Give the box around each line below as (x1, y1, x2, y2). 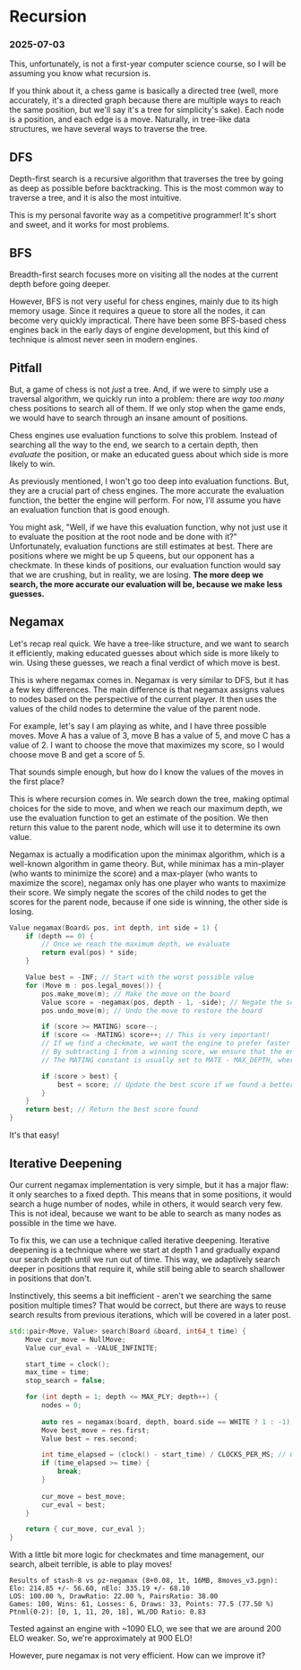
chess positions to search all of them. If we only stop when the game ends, (9, 402, 286, 413)
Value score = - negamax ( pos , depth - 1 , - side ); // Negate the (41, 998, 283, 1007)
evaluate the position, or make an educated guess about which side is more (9, 448, 289, 459)
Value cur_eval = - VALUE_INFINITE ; (25, 1343, 159, 1353)
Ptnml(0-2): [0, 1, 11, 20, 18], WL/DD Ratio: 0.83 (9, 1607, 206, 1617)
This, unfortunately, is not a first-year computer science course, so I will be (9, 58, 287, 69)
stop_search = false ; (25, 1376, 106, 1386)
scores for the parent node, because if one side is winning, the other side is (9, 896, 288, 907)
